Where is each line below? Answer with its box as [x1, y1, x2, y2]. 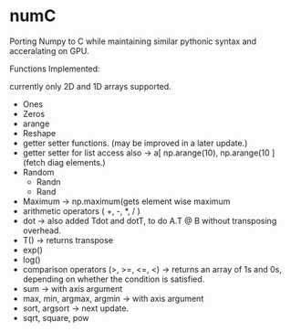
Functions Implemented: [9, 63, 100, 74]
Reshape [22, 127, 57, 138]
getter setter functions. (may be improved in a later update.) [22, 137, 248, 148]
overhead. [22, 225, 62, 236]
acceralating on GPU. [9, 45, 89, 56]
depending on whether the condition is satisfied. [22, 273, 205, 284]
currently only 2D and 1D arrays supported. [9, 80, 171, 91]
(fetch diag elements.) [22, 156, 107, 167]
